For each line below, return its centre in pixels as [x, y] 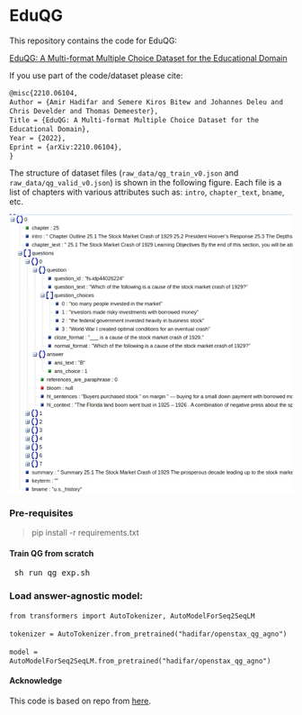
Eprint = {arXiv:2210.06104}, [66, 147]
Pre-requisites [41, 512]
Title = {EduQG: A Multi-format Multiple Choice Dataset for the [134, 120]
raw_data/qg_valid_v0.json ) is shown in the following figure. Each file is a [146, 182]
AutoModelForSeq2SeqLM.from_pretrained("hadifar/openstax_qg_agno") [140, 661]
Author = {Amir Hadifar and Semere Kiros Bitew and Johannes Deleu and [146, 102]
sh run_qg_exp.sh [52, 573]
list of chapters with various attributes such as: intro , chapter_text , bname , [147, 192]
